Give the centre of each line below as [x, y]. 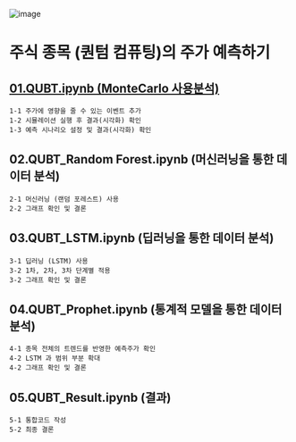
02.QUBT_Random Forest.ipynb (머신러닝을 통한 [142, 159]
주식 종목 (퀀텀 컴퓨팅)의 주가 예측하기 [140, 53]
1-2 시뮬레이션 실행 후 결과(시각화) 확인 [75, 121]
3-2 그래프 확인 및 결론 [48, 280]
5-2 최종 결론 [32, 430]
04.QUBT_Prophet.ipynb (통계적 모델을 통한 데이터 [146, 309]
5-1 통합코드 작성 [38, 421]
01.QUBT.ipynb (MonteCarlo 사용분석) [114, 88]
